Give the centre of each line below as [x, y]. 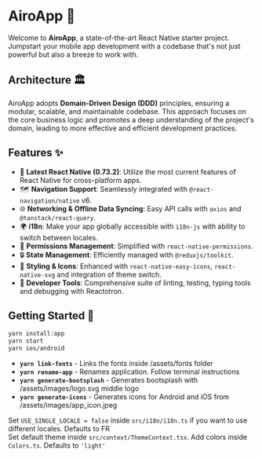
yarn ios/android [36, 349]
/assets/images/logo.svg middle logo [79, 388]
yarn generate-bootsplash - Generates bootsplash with [109, 380]
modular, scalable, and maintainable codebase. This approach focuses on [127, 111]
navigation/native [49, 201]
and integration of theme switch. [109, 274]
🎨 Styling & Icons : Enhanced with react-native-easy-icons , [116, 266]
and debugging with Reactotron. [71, 291]
